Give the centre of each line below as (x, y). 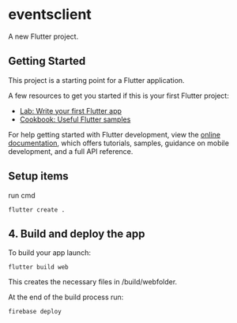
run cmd (22, 195)
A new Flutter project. (43, 36)
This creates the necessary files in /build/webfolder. (93, 282)
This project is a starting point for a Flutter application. (96, 80)
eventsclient (50, 15)
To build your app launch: (49, 253)
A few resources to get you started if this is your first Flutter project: (118, 96)
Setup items (38, 177)
